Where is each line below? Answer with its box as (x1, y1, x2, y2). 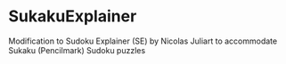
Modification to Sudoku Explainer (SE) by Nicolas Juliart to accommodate (8, 36, 278, 46)
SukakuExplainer (8, 6, 137, 27)
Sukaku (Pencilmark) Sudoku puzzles (8, 44, 146, 55)
